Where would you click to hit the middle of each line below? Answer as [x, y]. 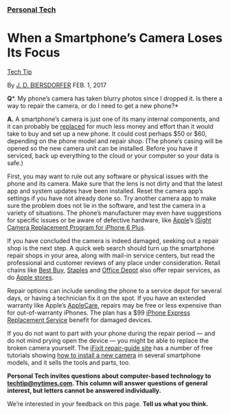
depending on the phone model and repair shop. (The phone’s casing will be [115, 141]
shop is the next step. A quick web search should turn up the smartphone [111, 248]
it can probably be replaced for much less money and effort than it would [111, 126]
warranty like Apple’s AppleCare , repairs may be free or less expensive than [114, 305]
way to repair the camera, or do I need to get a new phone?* [93, 105]
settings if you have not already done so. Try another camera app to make [112, 198]
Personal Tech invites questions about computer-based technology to [109, 376]
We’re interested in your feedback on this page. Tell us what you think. [108, 403]
